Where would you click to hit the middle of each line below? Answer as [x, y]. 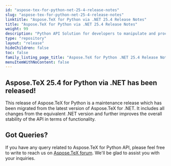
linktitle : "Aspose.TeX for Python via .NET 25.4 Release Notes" [76, 19]
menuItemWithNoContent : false [37, 62]
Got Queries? [27, 135]
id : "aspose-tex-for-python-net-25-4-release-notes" [62, 10]
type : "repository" [26, 39]
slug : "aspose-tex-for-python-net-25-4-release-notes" [65, 15]
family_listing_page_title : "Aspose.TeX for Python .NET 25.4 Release [82, 57]
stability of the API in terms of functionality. [51, 119]
